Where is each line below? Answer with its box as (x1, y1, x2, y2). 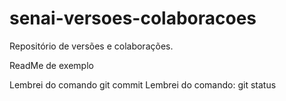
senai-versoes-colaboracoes (9, 7, 257, 30)
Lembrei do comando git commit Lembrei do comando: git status (9, 78, 277, 91)
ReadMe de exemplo (9, 59, 94, 71)
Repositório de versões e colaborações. (9, 40, 174, 52)
